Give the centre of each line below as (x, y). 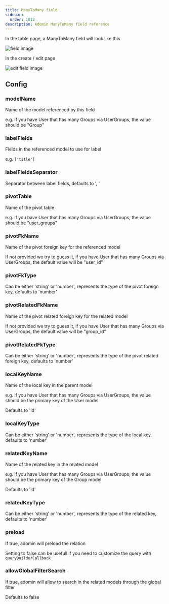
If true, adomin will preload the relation (46, 543)
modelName (21, 99)
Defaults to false (22, 597)
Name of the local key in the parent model (49, 385)
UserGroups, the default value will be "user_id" (54, 262)
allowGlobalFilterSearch (35, 571)
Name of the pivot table (30, 207)
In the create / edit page (30, 58)
